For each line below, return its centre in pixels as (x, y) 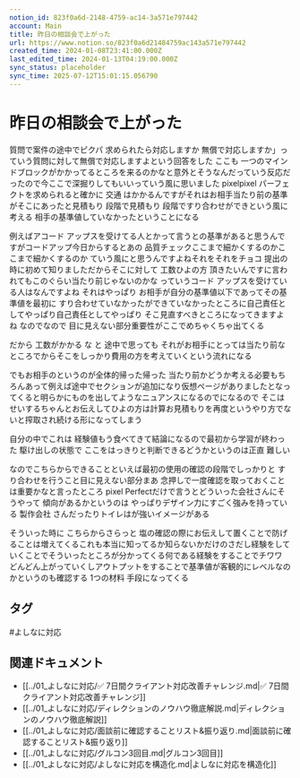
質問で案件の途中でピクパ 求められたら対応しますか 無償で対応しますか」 (145, 150)
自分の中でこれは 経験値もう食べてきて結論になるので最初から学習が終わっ (147, 438)
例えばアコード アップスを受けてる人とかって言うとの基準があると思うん (143, 236)
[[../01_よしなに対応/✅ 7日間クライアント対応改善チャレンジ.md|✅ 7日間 (155, 686)
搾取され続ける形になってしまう (84, 419)
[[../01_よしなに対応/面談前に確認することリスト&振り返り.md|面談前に (153, 730)
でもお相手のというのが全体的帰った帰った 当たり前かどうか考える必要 (140, 375)
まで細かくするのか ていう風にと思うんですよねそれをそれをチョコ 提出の (152, 258)
